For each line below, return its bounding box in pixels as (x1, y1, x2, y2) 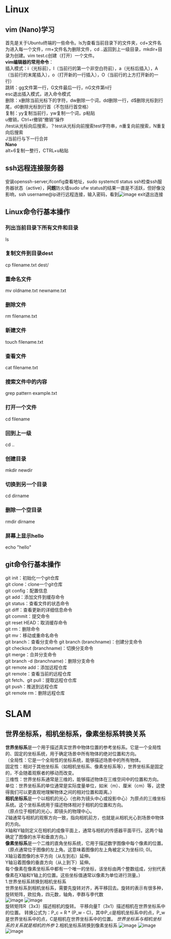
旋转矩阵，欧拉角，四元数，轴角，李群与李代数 (5, 891, 103, 897)
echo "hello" (5, 544, 32, 550)
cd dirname (5, 493, 30, 499)
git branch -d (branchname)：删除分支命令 (5, 658, 95, 664)
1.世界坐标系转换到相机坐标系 (5, 878, 67, 884)
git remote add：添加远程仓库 (5, 664, 67, 670)
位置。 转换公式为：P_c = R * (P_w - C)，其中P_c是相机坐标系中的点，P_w (9, 909, 165, 915)
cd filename (5, 416, 31, 422)
